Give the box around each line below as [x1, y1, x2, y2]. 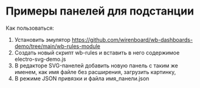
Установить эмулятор [14, 36, 71, 43]
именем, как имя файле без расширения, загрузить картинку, [14, 68, 176, 75]
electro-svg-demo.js [14, 55, 66, 63]
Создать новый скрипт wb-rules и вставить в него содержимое [14, 49, 180, 56]
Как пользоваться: [5, 24, 54, 32]
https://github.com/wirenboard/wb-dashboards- [72, 36, 193, 43]
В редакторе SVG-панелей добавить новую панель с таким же [14, 62, 179, 69]
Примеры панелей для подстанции [5, 4, 195, 18]
